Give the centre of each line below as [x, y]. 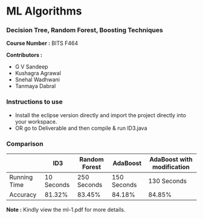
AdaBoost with [171, 160]
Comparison [25, 144]
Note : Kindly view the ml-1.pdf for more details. [66, 210]
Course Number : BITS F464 [42, 43]
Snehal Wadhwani [37, 79]
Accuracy [23, 195]
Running [21, 177]
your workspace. [36, 121]
